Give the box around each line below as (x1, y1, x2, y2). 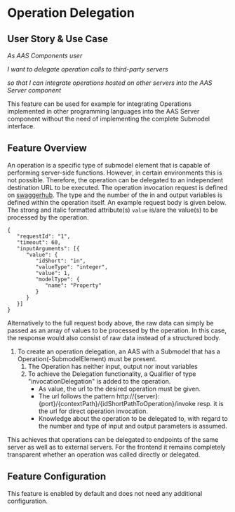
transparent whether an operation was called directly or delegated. (7, 450, 201, 459)
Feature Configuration (7, 471, 107, 483)
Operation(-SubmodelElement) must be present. (17, 354, 157, 363)
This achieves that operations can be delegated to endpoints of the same (7, 435, 219, 443)
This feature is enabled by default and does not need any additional (7, 489, 203, 497)
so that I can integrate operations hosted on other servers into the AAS (7, 79, 213, 87)
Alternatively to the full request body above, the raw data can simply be (7, 318, 214, 327)
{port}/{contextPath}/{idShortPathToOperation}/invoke (38, 399, 196, 407)
